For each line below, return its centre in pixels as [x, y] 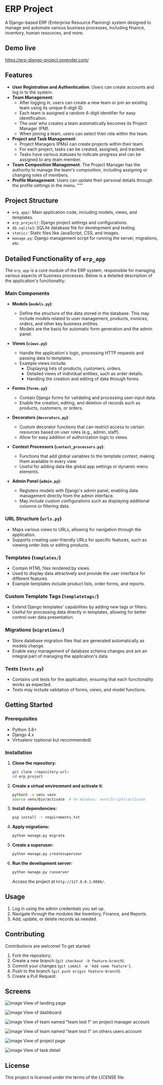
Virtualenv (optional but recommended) [52, 740]
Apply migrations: [31, 827]
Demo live [20, 48]
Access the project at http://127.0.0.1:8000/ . [59, 881]
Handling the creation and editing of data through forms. [83, 379]
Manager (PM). [35, 128]
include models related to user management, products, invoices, [84, 319]
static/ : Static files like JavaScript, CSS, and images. [66, 233]
